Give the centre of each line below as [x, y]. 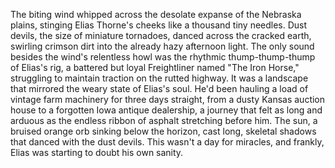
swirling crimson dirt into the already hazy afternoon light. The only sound [162, 46]
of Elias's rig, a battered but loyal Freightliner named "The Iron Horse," [155, 67]
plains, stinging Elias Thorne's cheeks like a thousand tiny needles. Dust [159, 25]
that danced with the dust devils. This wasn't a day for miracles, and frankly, [167, 142]
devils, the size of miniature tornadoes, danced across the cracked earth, [161, 35]
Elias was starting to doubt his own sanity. [97, 152]
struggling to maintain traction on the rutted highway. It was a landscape [159, 78]
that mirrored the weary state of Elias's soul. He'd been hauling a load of [159, 88]
